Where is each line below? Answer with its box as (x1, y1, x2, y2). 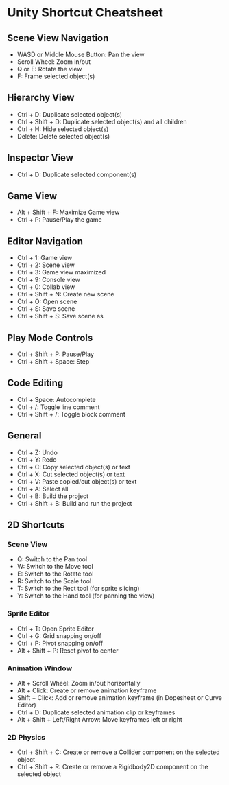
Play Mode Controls (7, 331, 93, 344)
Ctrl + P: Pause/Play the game (16, 215, 102, 224)
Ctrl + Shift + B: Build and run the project (16, 499, 132, 507)
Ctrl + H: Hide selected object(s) (16, 125, 109, 133)
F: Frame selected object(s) (16, 72, 95, 80)
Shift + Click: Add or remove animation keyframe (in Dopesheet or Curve (16, 693, 223, 701)
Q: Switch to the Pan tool (16, 555, 88, 563)
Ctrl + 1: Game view (16, 254, 73, 262)
